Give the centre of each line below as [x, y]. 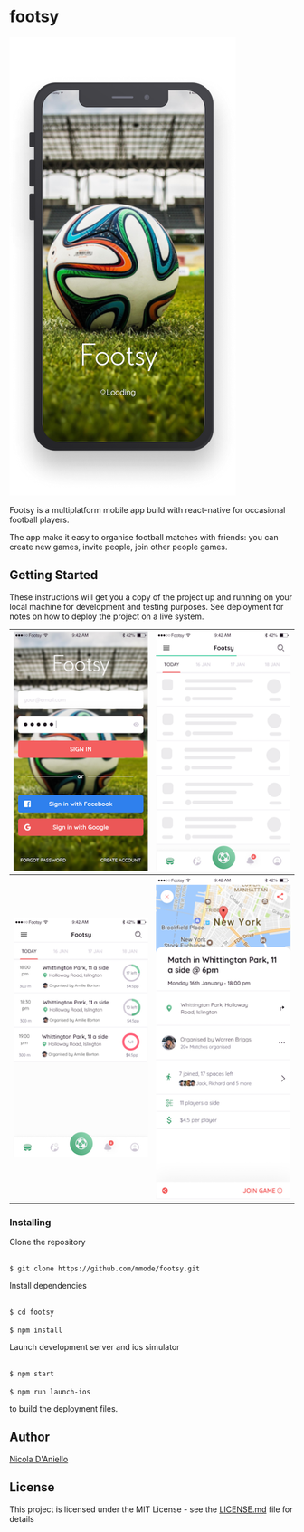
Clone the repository [47, 1242]
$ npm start [32, 1374]
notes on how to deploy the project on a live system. [107, 616]
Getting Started [54, 575]
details [22, 1518]
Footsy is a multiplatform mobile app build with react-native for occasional [147, 509]
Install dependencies [48, 1285]
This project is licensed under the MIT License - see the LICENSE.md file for [151, 1509]
